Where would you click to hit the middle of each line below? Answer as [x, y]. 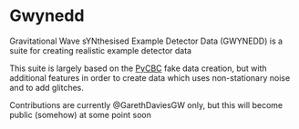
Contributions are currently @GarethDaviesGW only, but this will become [146, 104]
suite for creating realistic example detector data [101, 50]
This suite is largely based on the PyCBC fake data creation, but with [138, 68]
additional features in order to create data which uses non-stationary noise [150, 77]
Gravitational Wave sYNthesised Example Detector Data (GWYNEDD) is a [146, 41]
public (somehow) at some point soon [81, 114]
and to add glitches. [47, 87]
